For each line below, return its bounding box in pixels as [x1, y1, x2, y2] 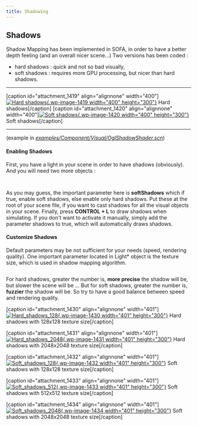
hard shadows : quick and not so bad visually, [14, 63, 125, 70]
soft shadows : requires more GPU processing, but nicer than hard [14, 70, 175, 77]
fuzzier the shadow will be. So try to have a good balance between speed [6, 288, 185, 295]
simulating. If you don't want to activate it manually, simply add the [6, 214, 167, 221]
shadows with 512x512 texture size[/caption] [6, 389, 114, 396]
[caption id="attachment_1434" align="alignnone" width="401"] [6, 401, 159, 408]
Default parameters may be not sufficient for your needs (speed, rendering [6, 247, 186, 254]
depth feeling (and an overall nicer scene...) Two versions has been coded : [6, 52, 189, 59]
